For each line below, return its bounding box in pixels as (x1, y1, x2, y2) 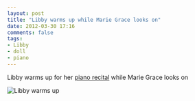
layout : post (7, 10, 45, 17)
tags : (7, 35, 23, 42)
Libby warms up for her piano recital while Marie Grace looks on (7, 73, 189, 81)
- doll (7, 48, 26, 55)
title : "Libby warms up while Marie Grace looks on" (7, 16, 161, 23)
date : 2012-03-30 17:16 (7, 23, 76, 29)
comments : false (7, 29, 54, 36)
